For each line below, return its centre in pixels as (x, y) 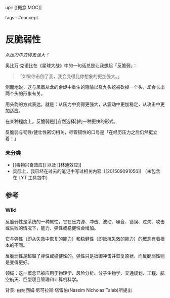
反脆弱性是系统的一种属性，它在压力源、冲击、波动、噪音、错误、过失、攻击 (85, 221)
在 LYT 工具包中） (31, 178)
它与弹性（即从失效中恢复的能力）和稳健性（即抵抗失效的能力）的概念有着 (83, 239)
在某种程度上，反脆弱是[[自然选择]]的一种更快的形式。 (62, 121)
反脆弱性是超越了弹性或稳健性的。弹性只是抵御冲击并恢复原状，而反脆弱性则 (85, 256)
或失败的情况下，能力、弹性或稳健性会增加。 (52, 228)
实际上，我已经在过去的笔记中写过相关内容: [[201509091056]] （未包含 (87, 171)
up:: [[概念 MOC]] (24, 7)
